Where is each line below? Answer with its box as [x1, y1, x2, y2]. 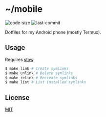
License [5, 93, 30, 102]
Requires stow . [5, 57, 35, 62]
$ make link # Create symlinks [5, 66, 69, 71]
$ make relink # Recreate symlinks [5, 75, 78, 80]
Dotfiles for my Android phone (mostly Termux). [5, 29, 101, 35]
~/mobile [5, 3, 43, 15]
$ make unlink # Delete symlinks [5, 70, 73, 76]
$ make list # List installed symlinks [5, 80, 86, 85]
